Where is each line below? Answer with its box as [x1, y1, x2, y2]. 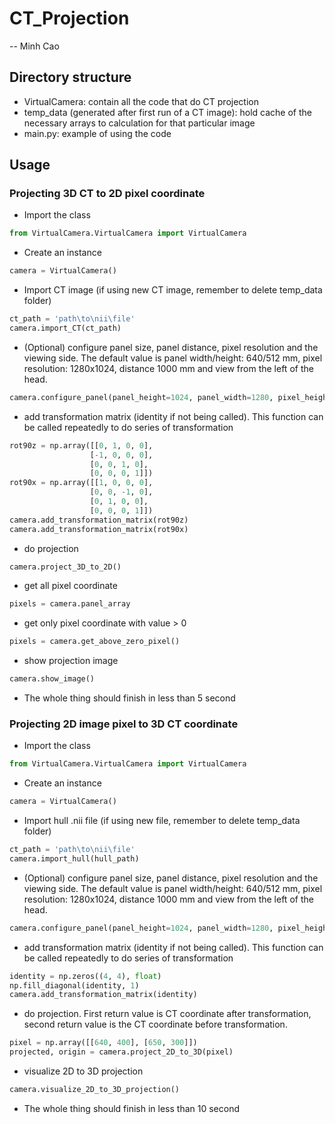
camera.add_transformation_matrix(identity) [9, 990, 198, 1000]
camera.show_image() [9, 674, 96, 684]
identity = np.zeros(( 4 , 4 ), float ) [9, 971, 162, 981]
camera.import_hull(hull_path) [9, 853, 140, 864]
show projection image [23, 655, 119, 667]
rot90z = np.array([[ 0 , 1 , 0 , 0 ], [9, 440, 154, 451]
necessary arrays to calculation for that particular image [23, 117, 256, 129]
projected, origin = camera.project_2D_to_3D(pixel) [9, 1047, 234, 1057]
